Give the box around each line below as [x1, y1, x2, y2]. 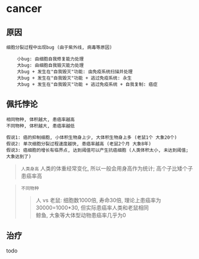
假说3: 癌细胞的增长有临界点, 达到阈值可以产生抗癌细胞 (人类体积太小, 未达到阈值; [6, 147, 189, 153]
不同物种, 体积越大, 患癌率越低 [6, 123, 75, 129]
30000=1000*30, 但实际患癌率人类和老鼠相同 [35, 204, 149, 211]
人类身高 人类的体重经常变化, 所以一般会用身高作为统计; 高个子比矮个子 [20, 164, 193, 172]
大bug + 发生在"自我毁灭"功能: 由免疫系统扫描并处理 [17, 69, 133, 75]
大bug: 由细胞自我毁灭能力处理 [17, 62, 84, 68]
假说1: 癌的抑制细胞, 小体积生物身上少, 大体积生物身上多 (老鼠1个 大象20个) [6, 134, 177, 141]
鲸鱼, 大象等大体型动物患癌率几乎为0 [35, 211, 127, 218]
